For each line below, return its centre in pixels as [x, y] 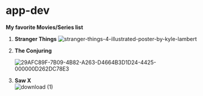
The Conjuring [33, 50]
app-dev [28, 11]
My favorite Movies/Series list [44, 27]
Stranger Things [36, 39]
